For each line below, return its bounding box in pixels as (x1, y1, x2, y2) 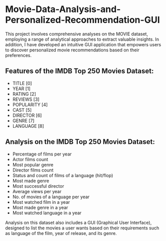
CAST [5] (12, 107, 32, 113)
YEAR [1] (12, 86, 31, 92)
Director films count (12, 167, 54, 173)
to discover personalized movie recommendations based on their (5, 47, 139, 53)
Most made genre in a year (12, 204, 69, 210)
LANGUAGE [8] (12, 123, 44, 129)
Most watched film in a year (12, 199, 70, 205)
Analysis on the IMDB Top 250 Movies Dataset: (5, 137, 155, 146)
